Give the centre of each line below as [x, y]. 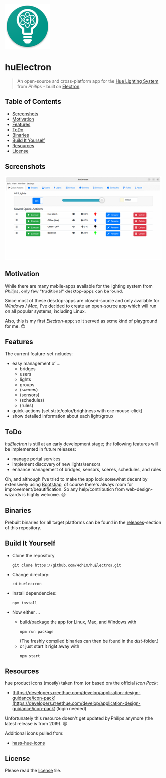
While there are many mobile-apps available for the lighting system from [79, 286]
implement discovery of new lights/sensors [56, 464]
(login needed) [71, 708]
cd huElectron [27, 584]
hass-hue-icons [28, 743]
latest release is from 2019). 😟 [36, 723]
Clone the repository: [34, 555]
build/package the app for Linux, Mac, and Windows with [78, 622]
